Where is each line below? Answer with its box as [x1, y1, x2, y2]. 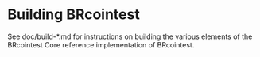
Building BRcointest [7, 6, 140, 24]
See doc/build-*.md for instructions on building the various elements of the [7, 32, 253, 41]
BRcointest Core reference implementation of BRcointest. [7, 40, 195, 49]
